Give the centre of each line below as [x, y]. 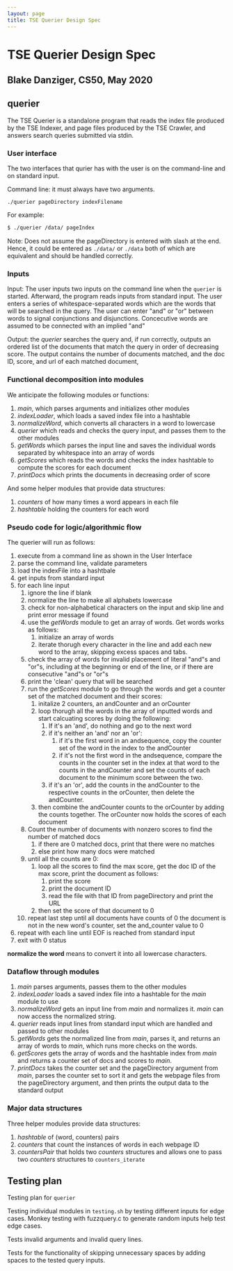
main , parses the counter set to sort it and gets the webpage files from [119, 1076]
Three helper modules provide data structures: [74, 1124]
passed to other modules [53, 1031]
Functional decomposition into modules [75, 380]
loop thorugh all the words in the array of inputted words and [125, 711]
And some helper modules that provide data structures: [86, 488]
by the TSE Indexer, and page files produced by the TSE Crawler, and [106, 128]
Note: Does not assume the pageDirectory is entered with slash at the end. [114, 241]
